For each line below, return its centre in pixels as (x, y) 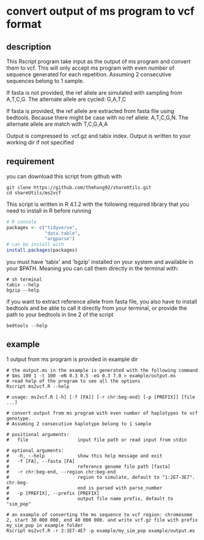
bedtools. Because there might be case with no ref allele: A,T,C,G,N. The (97, 118)
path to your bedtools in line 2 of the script (60, 315)
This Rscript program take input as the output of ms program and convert (98, 61)
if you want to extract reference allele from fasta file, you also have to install (102, 302)
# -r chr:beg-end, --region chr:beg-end (61, 472)
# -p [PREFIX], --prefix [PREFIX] (53, 493)
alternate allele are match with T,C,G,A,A (57, 124)
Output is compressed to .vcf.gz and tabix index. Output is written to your (99, 136)
